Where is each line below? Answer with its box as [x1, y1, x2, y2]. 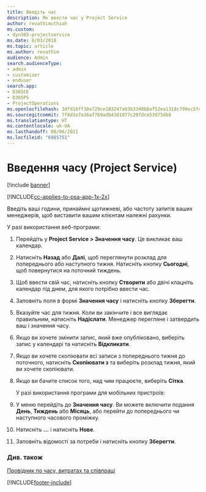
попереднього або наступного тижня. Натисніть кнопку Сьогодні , [15, 260, 189, 267]
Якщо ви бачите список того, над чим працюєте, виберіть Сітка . [15, 377, 185, 384]
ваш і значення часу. [15, 321, 70, 329]
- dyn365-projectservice [7, 32, 70, 38]
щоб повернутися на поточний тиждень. [15, 266, 122, 274]
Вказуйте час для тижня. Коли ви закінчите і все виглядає [15, 309, 168, 316]
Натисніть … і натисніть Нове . [15, 426, 95, 433]
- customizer [7, 72, 40, 78]
